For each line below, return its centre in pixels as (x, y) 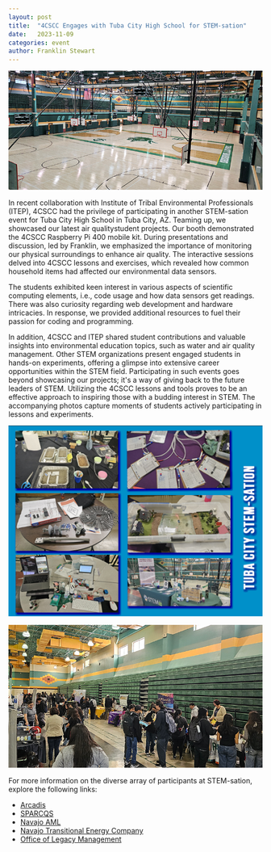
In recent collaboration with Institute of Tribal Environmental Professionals (131, 203)
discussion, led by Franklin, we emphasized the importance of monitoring (130, 246)
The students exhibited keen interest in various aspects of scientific (121, 287)
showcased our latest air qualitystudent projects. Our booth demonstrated (131, 228)
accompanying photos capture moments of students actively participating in (135, 405)
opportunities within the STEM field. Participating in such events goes (124, 371)
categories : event (39, 43)
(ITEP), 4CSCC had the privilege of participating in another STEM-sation (128, 211)
